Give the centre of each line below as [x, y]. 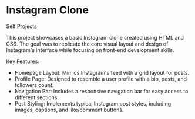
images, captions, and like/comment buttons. [69, 110]
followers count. [34, 85]
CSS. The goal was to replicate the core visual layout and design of [87, 44]
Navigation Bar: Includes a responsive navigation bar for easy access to [101, 91]
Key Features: [23, 61]
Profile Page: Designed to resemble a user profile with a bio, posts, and [100, 79]
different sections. [36, 97]
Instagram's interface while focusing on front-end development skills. [90, 50]
